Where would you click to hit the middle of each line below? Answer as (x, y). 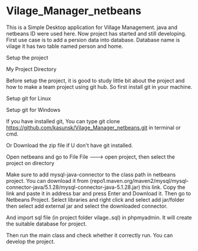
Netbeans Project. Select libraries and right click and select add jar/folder (95, 199)
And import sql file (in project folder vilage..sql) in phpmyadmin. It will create (99, 217)
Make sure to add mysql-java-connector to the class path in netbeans (91, 174)
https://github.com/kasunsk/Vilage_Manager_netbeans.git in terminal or (94, 127)
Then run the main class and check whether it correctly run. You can (90, 235)
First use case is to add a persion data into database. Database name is (93, 40)
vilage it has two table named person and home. (65, 46)
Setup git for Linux (29, 98)
